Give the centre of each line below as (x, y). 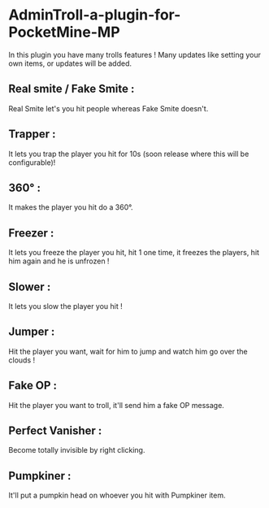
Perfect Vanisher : (55, 431)
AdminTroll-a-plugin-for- (95, 15)
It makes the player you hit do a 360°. (71, 207)
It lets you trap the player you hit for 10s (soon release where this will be (129, 154)
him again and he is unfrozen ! (59, 261)
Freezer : (31, 233)
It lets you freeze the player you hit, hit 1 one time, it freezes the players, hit (134, 253)
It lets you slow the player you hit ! (66, 306)
